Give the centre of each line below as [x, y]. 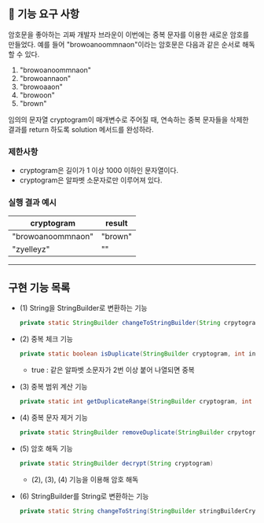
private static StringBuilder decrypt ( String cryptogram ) [116, 463]
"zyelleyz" [31, 249]
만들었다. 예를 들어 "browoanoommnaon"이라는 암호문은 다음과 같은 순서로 [125, 44]
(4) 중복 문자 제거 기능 [53, 417]
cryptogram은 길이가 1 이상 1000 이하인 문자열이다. [99, 171]
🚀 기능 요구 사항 [44, 14]
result [117, 223]
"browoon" [37, 95]
